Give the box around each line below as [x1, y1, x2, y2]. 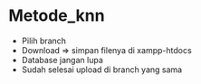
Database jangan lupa [21, 54, 103, 65]
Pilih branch [21, 35, 67, 46]
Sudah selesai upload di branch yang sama [21, 64, 183, 75]
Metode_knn [8, 5, 105, 26]
